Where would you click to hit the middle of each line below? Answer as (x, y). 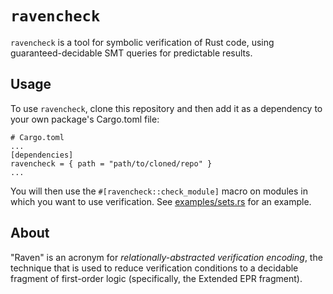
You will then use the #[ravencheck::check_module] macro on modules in (159, 191)
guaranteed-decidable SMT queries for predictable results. (131, 53)
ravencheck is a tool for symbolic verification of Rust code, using (142, 42)
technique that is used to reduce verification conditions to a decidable (154, 268)
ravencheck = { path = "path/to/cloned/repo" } (111, 163)
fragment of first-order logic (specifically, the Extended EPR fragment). (156, 278)
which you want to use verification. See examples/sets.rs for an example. (161, 201)
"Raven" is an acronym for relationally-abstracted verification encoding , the (166, 257)
